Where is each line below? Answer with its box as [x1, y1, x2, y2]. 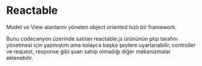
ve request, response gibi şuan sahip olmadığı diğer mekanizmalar [6, 47, 171, 55]
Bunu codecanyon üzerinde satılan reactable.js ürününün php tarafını [6, 35, 178, 42]
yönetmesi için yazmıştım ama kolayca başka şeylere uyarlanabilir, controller [6, 41, 196, 49]
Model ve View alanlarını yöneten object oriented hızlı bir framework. [6, 23, 177, 31]
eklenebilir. [6, 54, 34, 61]
